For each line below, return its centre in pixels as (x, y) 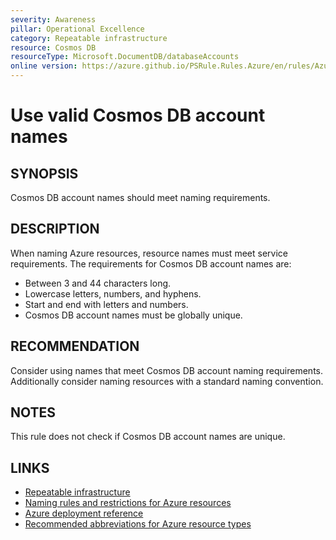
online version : (44, 66)
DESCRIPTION (55, 229)
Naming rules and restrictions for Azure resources (128, 503)
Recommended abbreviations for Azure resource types (138, 524)
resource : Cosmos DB (53, 47)
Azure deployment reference (84, 513)
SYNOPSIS (44, 173)
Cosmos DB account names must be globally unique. (133, 315)
